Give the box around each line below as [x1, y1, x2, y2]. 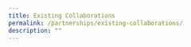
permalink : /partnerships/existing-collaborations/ [8, 19, 183, 27]
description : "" [8, 26, 62, 34]
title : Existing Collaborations [8, 11, 115, 20]
